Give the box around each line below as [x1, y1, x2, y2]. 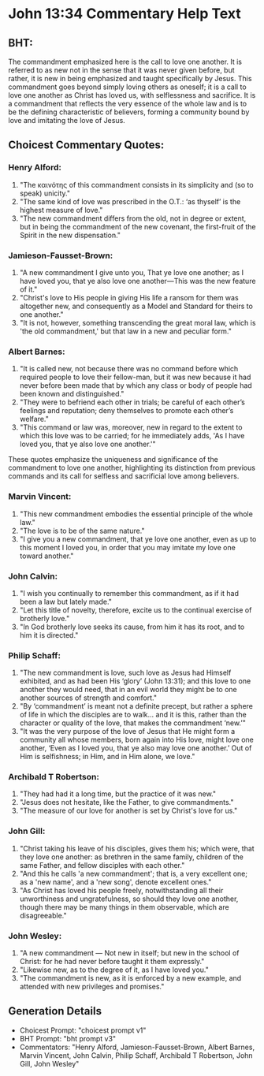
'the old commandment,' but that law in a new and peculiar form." [19, 326, 232, 336]
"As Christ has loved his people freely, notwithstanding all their [19, 885, 224, 895]
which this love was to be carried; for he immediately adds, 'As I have [19, 431, 245, 441]
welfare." [19, 415, 49, 424]
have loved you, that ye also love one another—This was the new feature [19, 276, 256, 285]
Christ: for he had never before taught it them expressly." [19, 957, 205, 966]
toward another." [19, 551, 74, 560]
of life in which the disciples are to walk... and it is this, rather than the [19, 710, 247, 720]
